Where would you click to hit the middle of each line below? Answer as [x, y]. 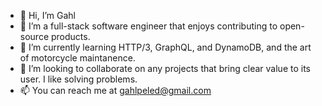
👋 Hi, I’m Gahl [47, 15]
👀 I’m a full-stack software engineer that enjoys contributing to [148, 26]
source [34, 36]
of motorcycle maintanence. [77, 58]
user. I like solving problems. [78, 79]
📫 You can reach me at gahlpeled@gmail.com [115, 90]
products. [70, 36]
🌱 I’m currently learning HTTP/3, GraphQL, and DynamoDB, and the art [165, 47]
